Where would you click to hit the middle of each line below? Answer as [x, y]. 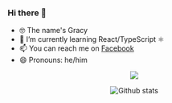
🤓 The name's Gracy [53, 31]
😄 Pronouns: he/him [53, 60]
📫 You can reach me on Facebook [76, 48]
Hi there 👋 [27, 13]
